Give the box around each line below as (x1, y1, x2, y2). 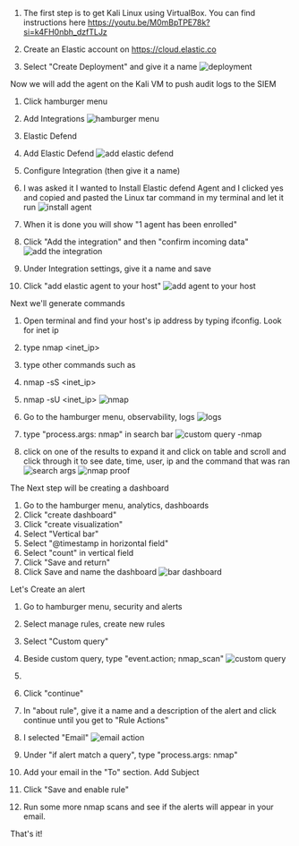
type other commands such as (22, 360, 136, 370)
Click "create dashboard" (22, 509, 117, 520)
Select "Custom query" (22, 636, 109, 646)
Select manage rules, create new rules (22, 619, 166, 629)
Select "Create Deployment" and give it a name (22, 62, 198, 72)
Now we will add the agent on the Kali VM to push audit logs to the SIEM (10, 79, 277, 89)
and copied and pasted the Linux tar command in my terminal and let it (22, 192, 285, 202)
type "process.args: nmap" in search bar (22, 429, 174, 440)
